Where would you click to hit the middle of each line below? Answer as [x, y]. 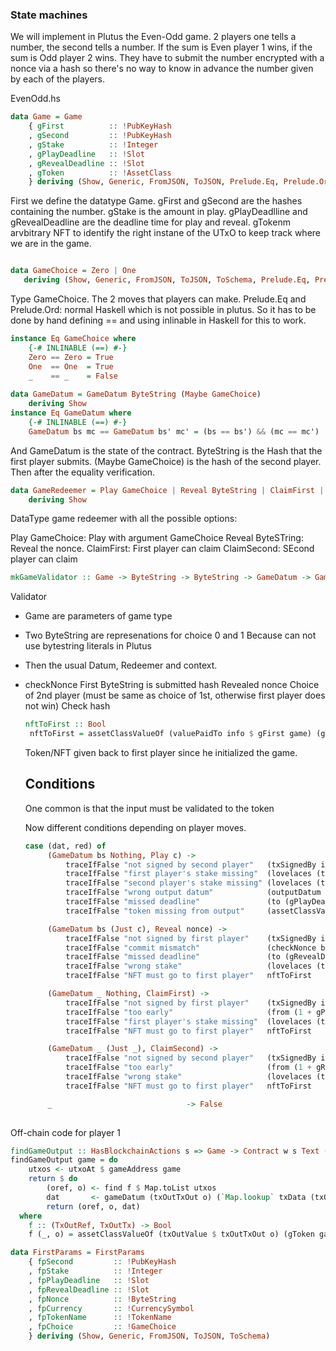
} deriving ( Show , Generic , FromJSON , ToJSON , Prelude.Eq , [154, 182]
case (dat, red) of [65, 846]
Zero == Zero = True [71, 357]
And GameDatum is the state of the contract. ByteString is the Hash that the [166, 450]
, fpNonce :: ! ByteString [102, 1299]
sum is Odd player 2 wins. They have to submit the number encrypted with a [167, 58]
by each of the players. [58, 79]
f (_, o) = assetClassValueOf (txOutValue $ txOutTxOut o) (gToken [171, 1234]
